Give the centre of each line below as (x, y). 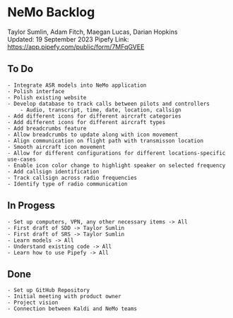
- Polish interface (36, 91)
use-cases (22, 159)
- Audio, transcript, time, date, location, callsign (101, 110)
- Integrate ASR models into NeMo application (77, 85)
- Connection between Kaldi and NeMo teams (72, 309)
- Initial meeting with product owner (64, 297)
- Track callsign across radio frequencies (72, 178)
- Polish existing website (47, 97)
